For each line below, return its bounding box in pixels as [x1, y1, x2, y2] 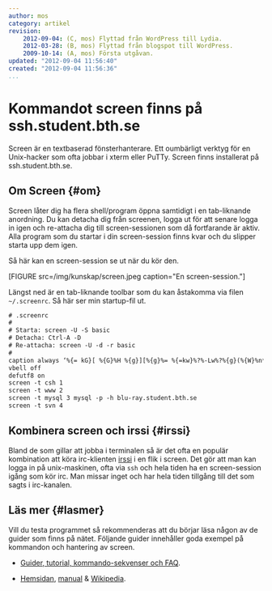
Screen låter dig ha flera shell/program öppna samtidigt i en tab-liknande [8, 206, 251, 215]
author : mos [8, 11, 49, 20]
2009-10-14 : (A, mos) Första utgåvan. [23, 49, 154, 57]
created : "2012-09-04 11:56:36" [8, 65, 117, 73]
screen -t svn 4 [8, 402, 63, 410]
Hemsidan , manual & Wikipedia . [19, 573, 126, 583]
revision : [8, 27, 42, 35]
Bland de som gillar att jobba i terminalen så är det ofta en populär [8, 445, 229, 455]
